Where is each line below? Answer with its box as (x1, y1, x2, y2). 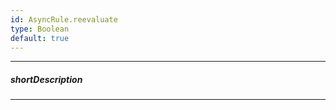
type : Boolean (10, 24, 70, 34)
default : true (10, 33, 70, 43)
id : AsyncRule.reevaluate (10, 14, 118, 25)
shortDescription (10, 73, 83, 85)
